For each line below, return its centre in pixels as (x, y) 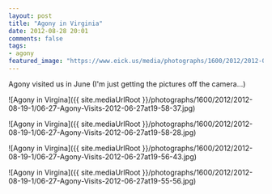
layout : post (30, 16)
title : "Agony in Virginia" (56, 23)
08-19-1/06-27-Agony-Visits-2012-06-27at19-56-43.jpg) (102, 156)
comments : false (36, 38)
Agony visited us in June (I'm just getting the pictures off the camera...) (127, 84)
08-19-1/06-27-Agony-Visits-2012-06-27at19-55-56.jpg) (102, 181)
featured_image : (36, 61)
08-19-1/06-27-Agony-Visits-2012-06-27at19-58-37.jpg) (102, 108)
